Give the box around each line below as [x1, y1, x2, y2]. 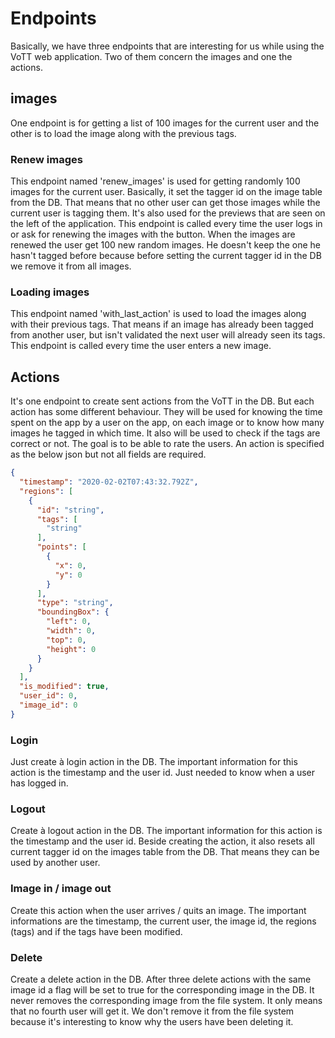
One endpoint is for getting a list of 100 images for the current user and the [10, 117, 320, 129]
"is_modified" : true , [19, 682, 110, 692]
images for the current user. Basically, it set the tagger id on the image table [10, 186, 323, 198]
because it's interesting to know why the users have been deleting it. [10, 1015, 294, 1027]
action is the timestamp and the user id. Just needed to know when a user [10, 767, 316, 779]
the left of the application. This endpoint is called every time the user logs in [10, 218, 323, 230]
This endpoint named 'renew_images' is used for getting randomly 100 [10, 175, 301, 187]
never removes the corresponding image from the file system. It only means [10, 994, 323, 1006]
